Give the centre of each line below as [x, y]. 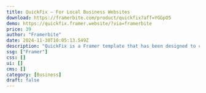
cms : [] [16, 69]
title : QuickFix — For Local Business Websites [68, 12]
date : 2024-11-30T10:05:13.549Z [48, 40]
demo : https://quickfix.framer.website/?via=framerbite [79, 23]
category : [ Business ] [34, 75]
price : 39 [19, 29]
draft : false [23, 80]
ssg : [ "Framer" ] [27, 52]
